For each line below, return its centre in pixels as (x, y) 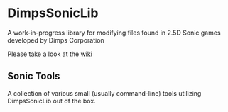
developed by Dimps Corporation (56, 40)
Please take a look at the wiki (50, 54)
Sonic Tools (34, 76)
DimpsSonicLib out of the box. (51, 101)
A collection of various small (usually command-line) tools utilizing (104, 93)
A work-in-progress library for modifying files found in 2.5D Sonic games (114, 33)
